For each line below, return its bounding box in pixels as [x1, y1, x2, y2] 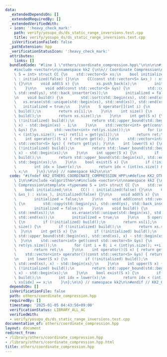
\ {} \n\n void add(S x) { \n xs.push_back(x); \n [14, 81, 137, 86]
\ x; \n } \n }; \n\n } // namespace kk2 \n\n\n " [14, 169, 112, 174]
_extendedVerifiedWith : [9, 21, 59, 26]
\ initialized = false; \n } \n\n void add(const [14, 197, 143, 202]
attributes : [9, 53, 35, 59]
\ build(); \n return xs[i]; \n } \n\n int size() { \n [14, 109, 153, 114]
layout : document [5, 326, 41, 331]
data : [5, 7, 16, 12]
